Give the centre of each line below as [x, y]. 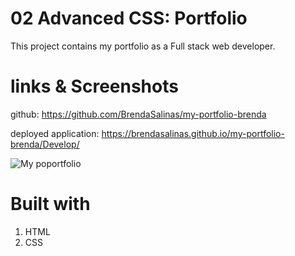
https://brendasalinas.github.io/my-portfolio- [193, 133]
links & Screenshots [94, 86]
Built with [50, 204]
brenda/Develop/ [45, 144]
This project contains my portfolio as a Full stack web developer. [143, 46]
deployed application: [55, 133]
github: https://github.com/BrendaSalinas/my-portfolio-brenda [138, 114]
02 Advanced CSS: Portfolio [129, 18]
